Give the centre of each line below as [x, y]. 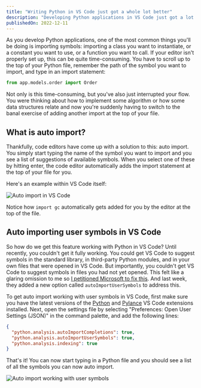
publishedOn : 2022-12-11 [37, 23]
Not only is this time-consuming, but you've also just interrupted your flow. [98, 94]
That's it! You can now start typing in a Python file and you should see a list [99, 360]
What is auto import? [46, 132]
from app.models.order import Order [52, 83]
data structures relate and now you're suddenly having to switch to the [93, 107]
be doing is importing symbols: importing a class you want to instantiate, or [99, 46]
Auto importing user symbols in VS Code [84, 232]
